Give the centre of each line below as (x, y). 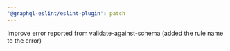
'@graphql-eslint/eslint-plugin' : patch (67, 13)
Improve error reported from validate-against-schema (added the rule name (115, 33)
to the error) (25, 40)
